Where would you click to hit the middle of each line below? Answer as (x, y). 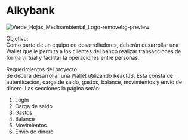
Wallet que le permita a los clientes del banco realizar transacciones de (94, 51)
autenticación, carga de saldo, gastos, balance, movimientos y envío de (94, 82)
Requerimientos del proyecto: (42, 69)
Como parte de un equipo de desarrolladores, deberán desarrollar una (93, 45)
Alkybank (30, 10)
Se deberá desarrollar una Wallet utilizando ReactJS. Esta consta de (90, 75)
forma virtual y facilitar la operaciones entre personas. (73, 57)
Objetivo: (17, 38)
